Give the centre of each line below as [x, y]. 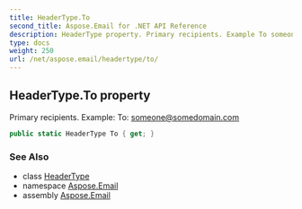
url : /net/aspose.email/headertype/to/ [84, 59]
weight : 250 [31, 51]
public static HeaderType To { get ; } [82, 134]
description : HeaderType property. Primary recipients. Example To [138, 34]
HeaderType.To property [80, 96]
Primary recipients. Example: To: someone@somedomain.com [124, 117]
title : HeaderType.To [50, 17]
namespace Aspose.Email [70, 186]
